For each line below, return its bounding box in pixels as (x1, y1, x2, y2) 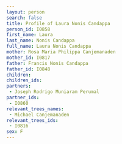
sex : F (6, 129, 23, 135)
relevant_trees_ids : (6, 117, 59, 123)
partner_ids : (6, 94, 40, 100)
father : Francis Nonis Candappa (6, 60, 88, 66)
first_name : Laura (6, 32, 53, 38)
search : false (6, 15, 43, 21)
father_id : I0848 (6, 66, 51, 72)
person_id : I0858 (6, 26, 51, 32)
